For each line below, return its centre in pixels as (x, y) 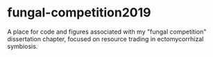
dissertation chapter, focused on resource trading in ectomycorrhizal (105, 38)
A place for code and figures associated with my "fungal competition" (107, 32)
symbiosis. (23, 46)
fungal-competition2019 (79, 13)
